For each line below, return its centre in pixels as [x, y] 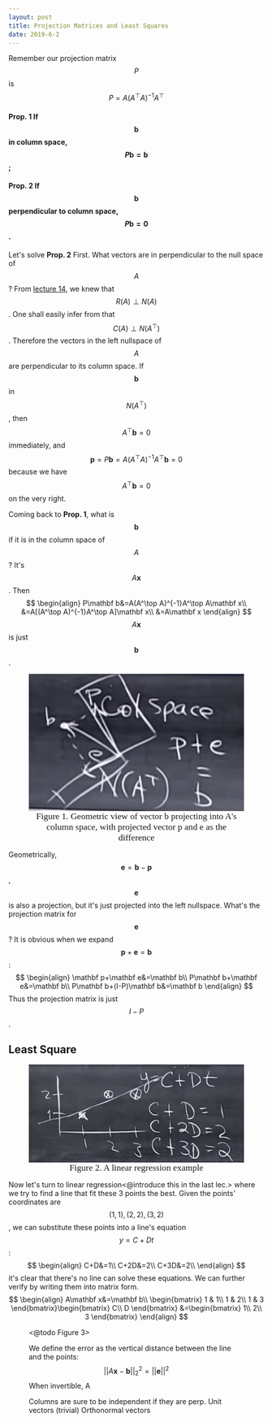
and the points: [54, 1357]
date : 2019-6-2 [34, 34]
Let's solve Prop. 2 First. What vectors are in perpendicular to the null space [136, 254]
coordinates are [35, 1202]
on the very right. [37, 499]
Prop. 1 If [24, 116]
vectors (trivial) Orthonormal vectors [90, 1410]
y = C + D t [136, 1240]
